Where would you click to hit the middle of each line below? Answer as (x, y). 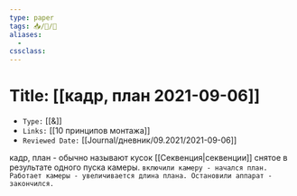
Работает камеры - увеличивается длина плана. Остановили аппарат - (141, 176)
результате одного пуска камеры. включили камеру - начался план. (139, 167)
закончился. (32, 184)
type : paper (32, 18)
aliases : (26, 34)
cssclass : (28, 51)
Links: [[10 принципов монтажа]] (86, 131)
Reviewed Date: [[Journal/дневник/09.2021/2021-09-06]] (130, 140)
